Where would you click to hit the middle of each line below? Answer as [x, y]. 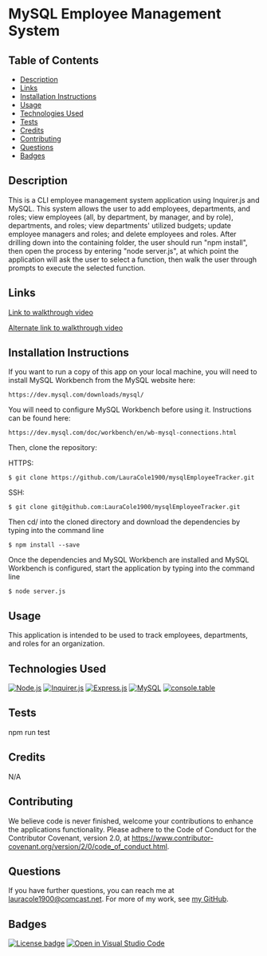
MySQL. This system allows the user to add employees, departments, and [130, 208]
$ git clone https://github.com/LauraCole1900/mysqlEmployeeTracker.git [132, 478]
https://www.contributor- [172, 838]
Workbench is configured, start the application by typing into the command [132, 568]
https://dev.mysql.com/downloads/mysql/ [77, 395]
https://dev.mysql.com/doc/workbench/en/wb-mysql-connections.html [123, 433]
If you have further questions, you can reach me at [91, 891]
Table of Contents [54, 60]
